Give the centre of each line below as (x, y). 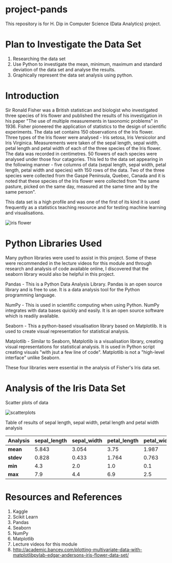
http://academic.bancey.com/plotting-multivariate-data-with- (77, 549)
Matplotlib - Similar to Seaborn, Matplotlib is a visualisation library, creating (84, 341)
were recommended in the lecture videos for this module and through (79, 263)
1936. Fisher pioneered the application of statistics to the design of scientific (86, 126)
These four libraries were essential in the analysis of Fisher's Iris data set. (83, 367)
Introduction (32, 96)
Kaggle (20, 511)
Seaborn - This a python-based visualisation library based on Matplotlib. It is (86, 326)
